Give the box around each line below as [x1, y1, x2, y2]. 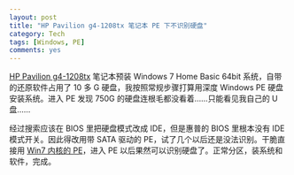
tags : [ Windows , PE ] [9, 37, 86, 47]
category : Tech [9, 29, 66, 38]
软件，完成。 [9, 156, 56, 167]
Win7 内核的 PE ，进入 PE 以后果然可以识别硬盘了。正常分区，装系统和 [26, 145, 283, 156]
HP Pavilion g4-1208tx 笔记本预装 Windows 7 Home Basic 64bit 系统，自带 [9, 72, 282, 82]
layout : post [9, 12, 58, 22]
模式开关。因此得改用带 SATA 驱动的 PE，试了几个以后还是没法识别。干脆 [9, 134, 278, 145]
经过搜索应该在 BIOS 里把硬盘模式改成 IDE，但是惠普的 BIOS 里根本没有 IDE [9, 123, 285, 133]
